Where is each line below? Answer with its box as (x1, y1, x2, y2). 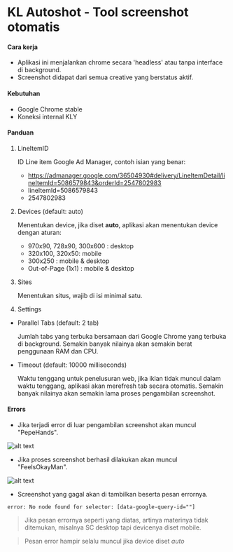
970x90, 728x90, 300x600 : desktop (27, 241, 134, 250)
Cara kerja (7, 43, 38, 51)
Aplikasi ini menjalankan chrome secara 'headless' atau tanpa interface (17, 58, 223, 67)
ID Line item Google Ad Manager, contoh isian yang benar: (17, 157, 186, 166)
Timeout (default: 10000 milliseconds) (17, 361, 127, 369)
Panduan (7, 128, 34, 137)
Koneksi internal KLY (17, 112, 78, 121)
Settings (17, 304, 42, 313)
